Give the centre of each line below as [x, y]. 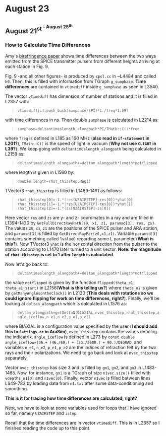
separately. [17, 358]
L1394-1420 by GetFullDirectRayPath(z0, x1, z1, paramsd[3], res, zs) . [81, 223]
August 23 [27, 9]
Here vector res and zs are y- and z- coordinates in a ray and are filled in [79, 218]
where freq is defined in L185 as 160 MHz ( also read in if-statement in [77, 138]
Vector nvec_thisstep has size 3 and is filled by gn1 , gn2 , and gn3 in [73, 367]
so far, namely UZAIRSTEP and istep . [41, 413]
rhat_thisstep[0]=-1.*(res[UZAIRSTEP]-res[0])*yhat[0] [75, 200]
